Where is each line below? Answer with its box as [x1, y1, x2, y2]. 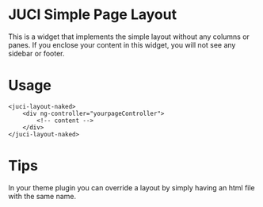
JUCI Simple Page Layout [8, 6, 177, 24]
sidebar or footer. [8, 48, 65, 58]
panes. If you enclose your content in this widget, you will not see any [8, 40, 236, 49]
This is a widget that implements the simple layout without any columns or [8, 32, 250, 41]
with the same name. [8, 191, 77, 201]
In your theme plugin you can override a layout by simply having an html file [8, 182, 255, 192]
